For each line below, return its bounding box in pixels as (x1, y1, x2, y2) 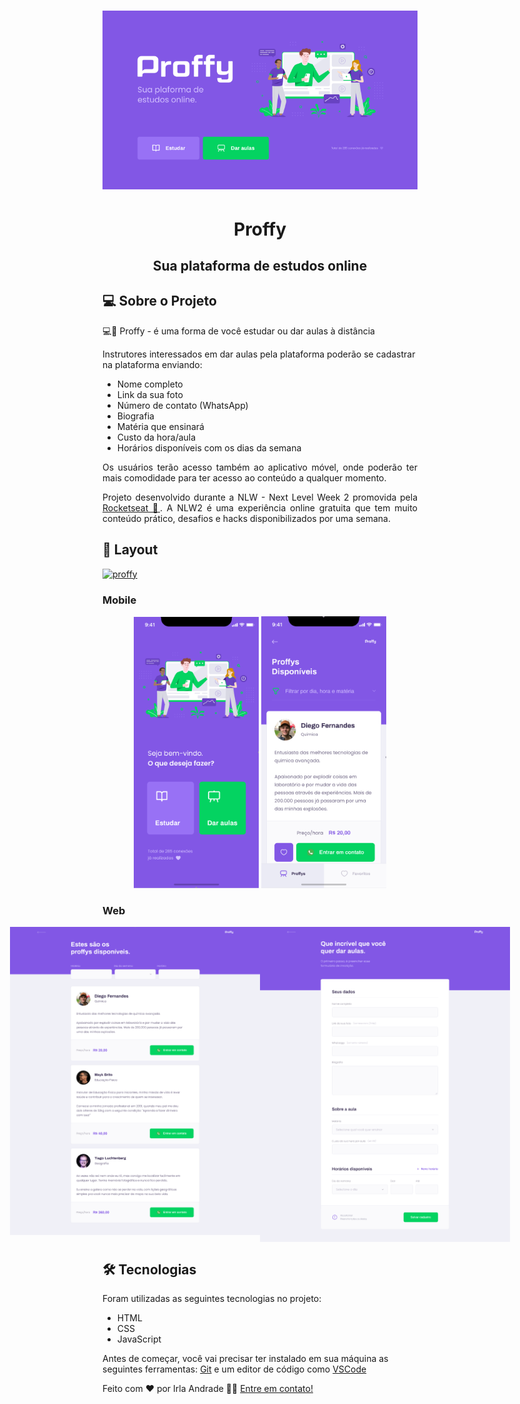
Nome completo (116, 378, 184, 390)
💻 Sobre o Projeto (102, 293, 217, 310)
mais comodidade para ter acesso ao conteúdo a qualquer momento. (102, 471, 387, 484)
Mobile (102, 593, 137, 607)
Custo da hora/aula (116, 431, 197, 443)
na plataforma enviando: (102, 358, 203, 370)
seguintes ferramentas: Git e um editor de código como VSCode (102, 1363, 367, 1375)
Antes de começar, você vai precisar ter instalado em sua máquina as (102, 1353, 389, 1365)
